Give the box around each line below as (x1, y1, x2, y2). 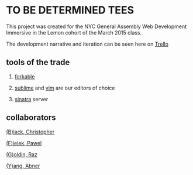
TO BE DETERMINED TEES (6, 4, 135, 17)
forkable (14, 73, 35, 80)
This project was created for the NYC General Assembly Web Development (6, 23, 187, 30)
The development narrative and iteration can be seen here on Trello (6, 40, 168, 47)
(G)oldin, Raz (6, 150, 38, 158)
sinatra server (14, 95, 49, 102)
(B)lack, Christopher (6, 128, 55, 135)
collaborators (6, 112, 57, 123)
